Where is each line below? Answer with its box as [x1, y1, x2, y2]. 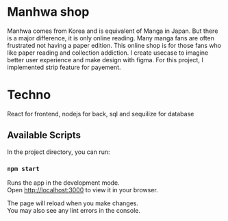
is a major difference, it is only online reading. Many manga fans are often [7, 34, 214, 42]
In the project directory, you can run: [7, 148, 110, 156]
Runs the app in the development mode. [7, 179, 120, 187]
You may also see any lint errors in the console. [7, 206, 140, 214]
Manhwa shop [7, 4, 90, 20]
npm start [7, 165, 40, 172]
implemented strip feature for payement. [7, 63, 121, 71]
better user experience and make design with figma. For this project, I [7, 55, 203, 64]
